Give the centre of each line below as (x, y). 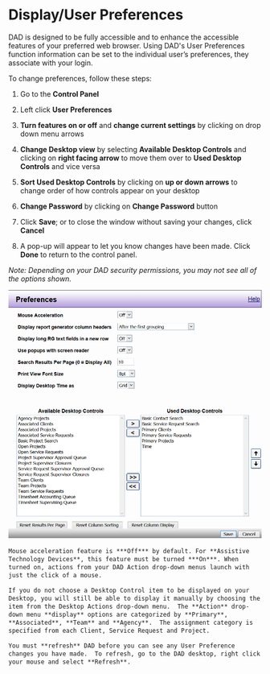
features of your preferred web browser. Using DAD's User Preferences (127, 45)
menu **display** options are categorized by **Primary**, (127, 614)
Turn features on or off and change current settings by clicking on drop (140, 125)
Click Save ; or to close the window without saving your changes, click (136, 221)
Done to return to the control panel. (79, 254)
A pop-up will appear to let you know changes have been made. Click (135, 246)
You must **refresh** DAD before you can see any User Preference (122, 646)
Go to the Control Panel (59, 93)
